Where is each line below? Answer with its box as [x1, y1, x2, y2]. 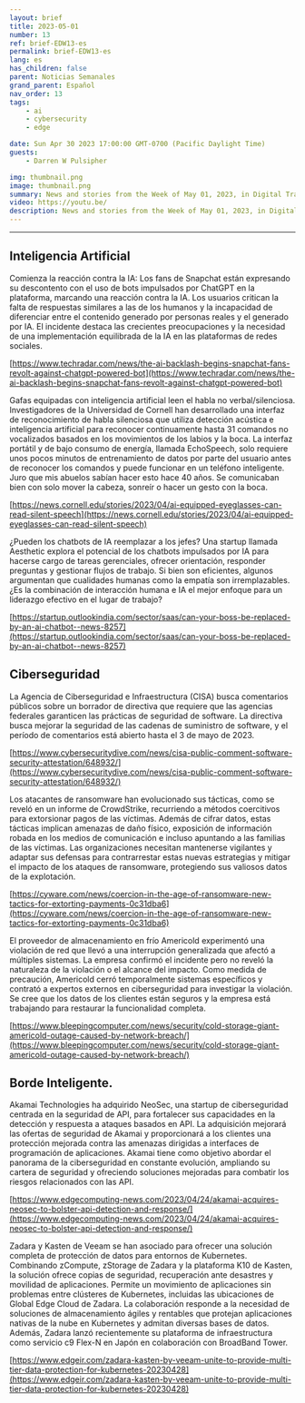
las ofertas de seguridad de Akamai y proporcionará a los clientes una [9, 1128, 271, 1140]
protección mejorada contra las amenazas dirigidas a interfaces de [9, 1138, 260, 1149]
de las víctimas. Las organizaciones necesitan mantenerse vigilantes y [9, 842, 272, 853]
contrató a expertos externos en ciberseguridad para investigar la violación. [9, 983, 293, 994]
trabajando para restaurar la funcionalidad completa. [9, 1003, 206, 1013]
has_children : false [9, 64, 88, 74]
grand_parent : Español [9, 81, 95, 90]
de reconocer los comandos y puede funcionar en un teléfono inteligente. [9, 462, 285, 473]
